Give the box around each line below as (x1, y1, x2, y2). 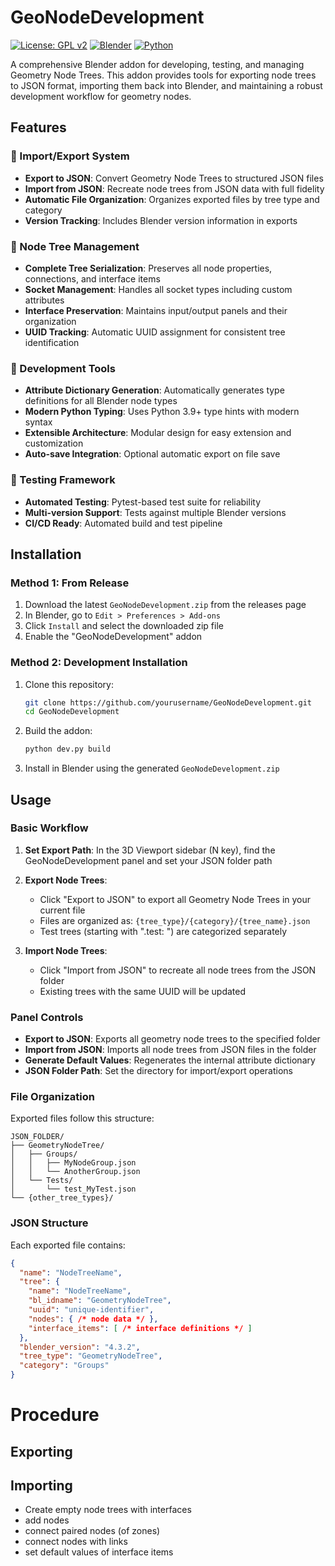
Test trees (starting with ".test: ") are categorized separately (39, 925, 288, 937)
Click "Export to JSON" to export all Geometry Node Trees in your (39, 893, 312, 905)
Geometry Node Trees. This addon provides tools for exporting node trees (10, 69, 317, 81)
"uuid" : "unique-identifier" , (28, 1305, 155, 1315)
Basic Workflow (10, 821, 89, 835)
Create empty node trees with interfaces (24, 1504, 192, 1516)
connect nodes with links (24, 1536, 128, 1548)
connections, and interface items (24, 272, 161, 285)
